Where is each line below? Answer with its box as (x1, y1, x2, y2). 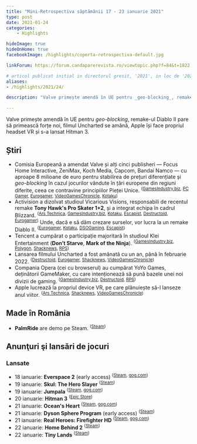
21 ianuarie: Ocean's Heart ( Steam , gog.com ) (14, 401, 118, 409)
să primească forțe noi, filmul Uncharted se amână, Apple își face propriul (6, 122, 184, 129)
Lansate (6, 359, 30, 367)
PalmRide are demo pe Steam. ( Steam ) (14, 324, 106, 331)
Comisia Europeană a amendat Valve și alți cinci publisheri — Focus (14, 161, 178, 168)
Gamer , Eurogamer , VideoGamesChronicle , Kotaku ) (14, 193, 118, 199)
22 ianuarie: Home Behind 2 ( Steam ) (14, 423, 100, 431)
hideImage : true (6, 41, 46, 47)
